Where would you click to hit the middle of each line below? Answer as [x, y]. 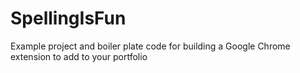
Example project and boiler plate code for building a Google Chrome [150, 46]
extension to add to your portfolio [79, 56]
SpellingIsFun [68, 18]
